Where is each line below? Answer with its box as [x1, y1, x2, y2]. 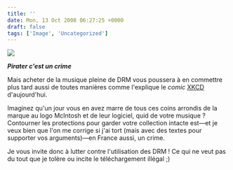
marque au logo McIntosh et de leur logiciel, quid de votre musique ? [7, 111, 206, 120]
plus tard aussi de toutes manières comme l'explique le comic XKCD [7, 83, 205, 92]
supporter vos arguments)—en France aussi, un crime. [7, 134, 165, 142]
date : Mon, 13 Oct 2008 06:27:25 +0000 [7, 17, 124, 24]
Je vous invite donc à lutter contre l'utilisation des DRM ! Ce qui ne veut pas [7, 148, 226, 156]
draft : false [7, 23, 46, 30]
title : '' [7, 10, 36, 17]
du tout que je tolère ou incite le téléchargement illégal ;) [7, 155, 171, 163]
